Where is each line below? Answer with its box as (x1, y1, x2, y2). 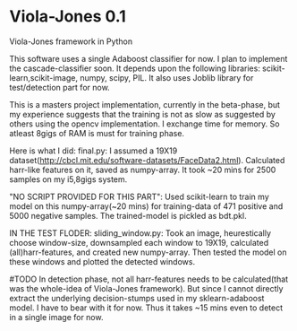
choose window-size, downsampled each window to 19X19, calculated (9, 237, 269, 248)
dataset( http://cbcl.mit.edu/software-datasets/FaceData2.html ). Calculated (9, 154, 285, 165)
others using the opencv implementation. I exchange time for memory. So (9, 118, 280, 129)
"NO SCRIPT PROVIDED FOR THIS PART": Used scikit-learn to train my (9, 191, 270, 202)
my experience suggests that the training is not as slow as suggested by (9, 109, 276, 119)
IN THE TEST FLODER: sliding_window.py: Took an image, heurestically (9, 227, 271, 239)
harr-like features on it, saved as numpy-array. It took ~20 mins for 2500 (9, 164, 276, 175)
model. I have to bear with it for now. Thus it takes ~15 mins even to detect (9, 302, 284, 313)
